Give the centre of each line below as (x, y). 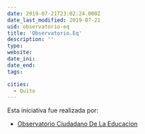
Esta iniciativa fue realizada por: (53, 110)
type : (15, 46)
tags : (15, 72)
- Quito (25, 91)
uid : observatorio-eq (39, 26)
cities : (18, 84)
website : (20, 53)
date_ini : (22, 59)
